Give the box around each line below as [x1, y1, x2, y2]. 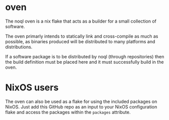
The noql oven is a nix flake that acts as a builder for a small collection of [5, 18, 157, 24]
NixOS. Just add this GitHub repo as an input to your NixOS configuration [5, 103, 157, 109]
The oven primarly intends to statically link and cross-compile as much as [5, 33, 158, 39]
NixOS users [5, 82, 59, 93]
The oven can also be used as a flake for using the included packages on [5, 98, 157, 104]
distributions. [5, 44, 33, 50]
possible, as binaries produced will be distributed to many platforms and [5, 38, 155, 44]
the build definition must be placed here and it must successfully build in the [5, 59, 164, 65]
